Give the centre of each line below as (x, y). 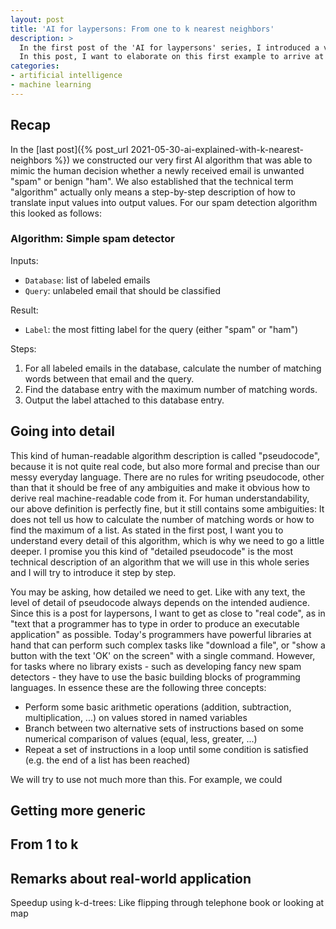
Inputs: (24, 260)
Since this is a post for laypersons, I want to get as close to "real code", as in (168, 613)
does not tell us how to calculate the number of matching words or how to (162, 519)
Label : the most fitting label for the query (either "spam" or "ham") (161, 329)
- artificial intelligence (66, 76)
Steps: (23, 348)
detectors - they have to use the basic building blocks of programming (155, 677)
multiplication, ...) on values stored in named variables (136, 717)
